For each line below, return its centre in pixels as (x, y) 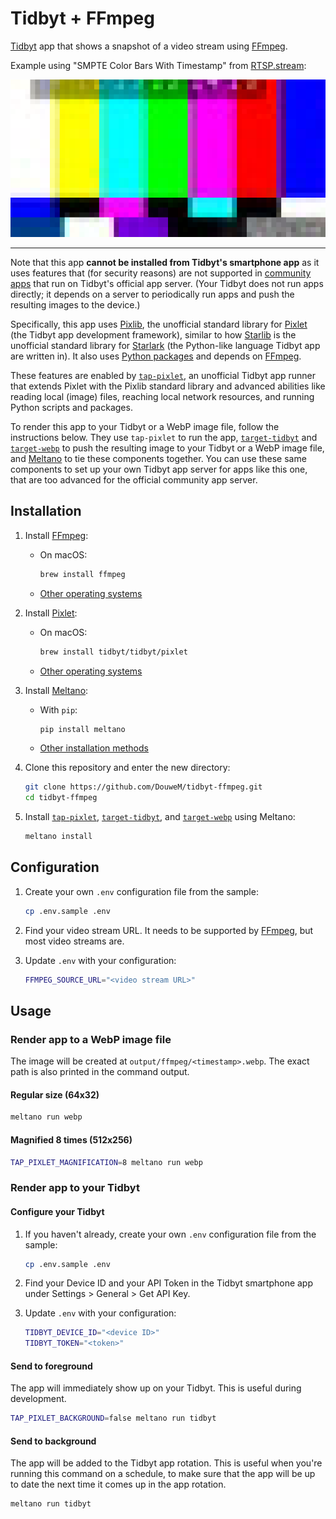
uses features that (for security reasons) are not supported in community (161, 273)
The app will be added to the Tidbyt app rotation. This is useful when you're (166, 1463)
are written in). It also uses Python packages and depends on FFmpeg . (156, 356)
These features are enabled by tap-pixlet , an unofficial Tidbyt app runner (163, 375)
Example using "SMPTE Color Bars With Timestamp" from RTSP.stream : (158, 65)
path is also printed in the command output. (100, 1072)
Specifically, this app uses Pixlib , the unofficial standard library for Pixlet (159, 324)
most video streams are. (74, 941)
